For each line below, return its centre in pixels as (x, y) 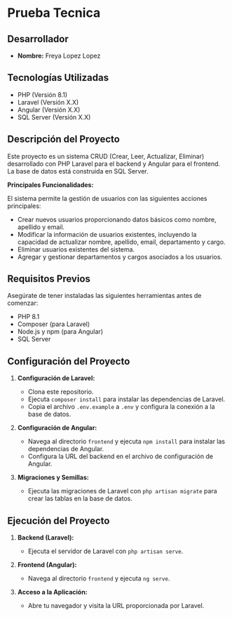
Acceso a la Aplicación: (52, 592)
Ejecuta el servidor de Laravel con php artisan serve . (105, 551)
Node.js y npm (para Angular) (60, 332)
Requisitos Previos (49, 279)
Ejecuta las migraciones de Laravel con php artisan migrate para (122, 491)
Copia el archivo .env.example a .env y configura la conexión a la (121, 407)
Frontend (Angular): (47, 565)
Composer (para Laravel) (54, 324)
